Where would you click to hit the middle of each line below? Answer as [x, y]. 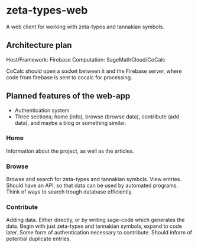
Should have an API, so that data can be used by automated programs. [92, 186]
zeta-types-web [47, 10]
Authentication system [42, 110]
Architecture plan [39, 45]
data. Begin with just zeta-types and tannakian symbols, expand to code [94, 226]
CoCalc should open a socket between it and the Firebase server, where [94, 71]
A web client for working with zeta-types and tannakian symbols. [85, 27]
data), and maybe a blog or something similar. [70, 123]
